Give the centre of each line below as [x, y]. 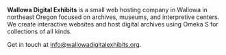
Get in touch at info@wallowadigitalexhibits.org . [74, 44]
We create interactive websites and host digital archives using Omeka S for [113, 24]
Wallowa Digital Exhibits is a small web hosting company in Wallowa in [107, 10]
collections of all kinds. [39, 31]
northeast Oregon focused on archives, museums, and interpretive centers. [113, 17]
